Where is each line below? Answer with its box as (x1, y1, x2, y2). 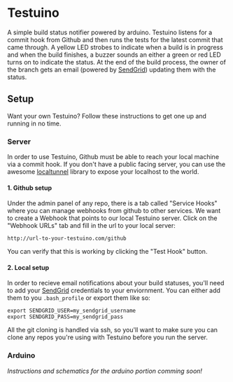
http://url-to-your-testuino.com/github (7, 235, 127, 243)
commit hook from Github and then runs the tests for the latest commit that (7, 35, 223, 43)
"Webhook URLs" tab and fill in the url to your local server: (7, 221, 176, 230)
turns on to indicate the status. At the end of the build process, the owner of (7, 57, 226, 66)
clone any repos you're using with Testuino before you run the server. (7, 333, 209, 341)
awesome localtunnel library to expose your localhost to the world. (7, 168, 199, 176)
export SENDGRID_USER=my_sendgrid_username (7, 307, 136, 315)
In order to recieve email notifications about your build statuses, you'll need (7, 279, 225, 287)
